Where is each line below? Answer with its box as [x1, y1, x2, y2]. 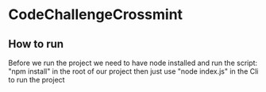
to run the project [8, 75, 65, 84]
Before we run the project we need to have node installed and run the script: [8, 58, 258, 67]
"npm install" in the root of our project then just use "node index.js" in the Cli [8, 67, 259, 76]
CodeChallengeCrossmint [8, 6, 183, 24]
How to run [8, 37, 64, 51]
